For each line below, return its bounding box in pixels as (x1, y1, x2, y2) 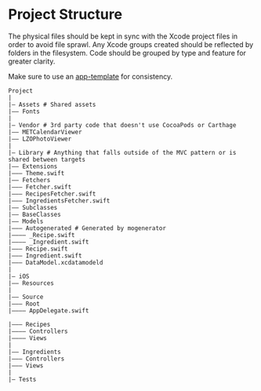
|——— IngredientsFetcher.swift (8, 196, 111, 205)
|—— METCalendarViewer (8, 128, 82, 136)
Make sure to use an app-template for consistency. (8, 71, 173, 81)
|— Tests (8, 375, 37, 383)
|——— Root (8, 300, 41, 308)
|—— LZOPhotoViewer (8, 135, 72, 143)
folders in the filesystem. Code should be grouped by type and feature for (8, 48, 247, 57)
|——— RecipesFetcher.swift (8, 190, 96, 198)
